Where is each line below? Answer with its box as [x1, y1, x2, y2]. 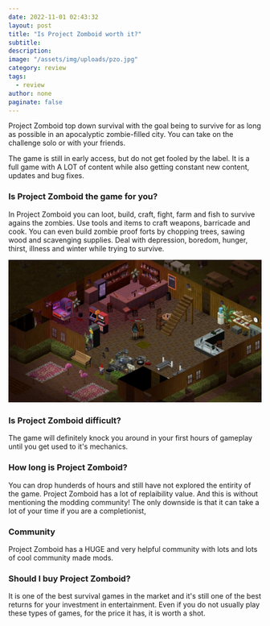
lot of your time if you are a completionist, [8, 506, 146, 516]
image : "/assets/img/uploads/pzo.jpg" [8, 56, 138, 64]
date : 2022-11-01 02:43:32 [8, 13, 99, 21]
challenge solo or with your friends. [8, 138, 126, 148]
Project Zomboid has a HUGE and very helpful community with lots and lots [8, 545, 258, 554]
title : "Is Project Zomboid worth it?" [8, 30, 142, 38]
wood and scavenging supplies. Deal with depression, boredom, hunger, [8, 234, 248, 245]
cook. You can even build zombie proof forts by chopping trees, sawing [8, 226, 245, 236]
